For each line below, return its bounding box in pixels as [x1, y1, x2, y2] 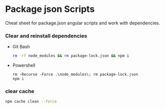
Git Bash [12, 44, 30, 50]
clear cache [5, 88, 34, 95]
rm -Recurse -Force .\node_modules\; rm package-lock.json [12, 72, 138, 77]
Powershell [12, 62, 36, 68]
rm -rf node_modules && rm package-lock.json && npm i [12, 53, 129, 58]
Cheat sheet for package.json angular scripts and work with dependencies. [5, 20, 160, 26]
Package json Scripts [5, 3, 95, 15]
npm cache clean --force [5, 99, 57, 104]
